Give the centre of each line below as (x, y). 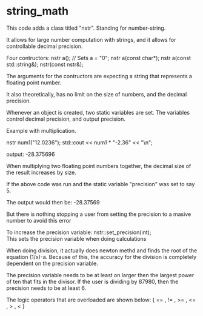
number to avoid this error (39, 220)
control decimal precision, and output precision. (66, 119)
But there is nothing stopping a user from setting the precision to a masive (99, 214)
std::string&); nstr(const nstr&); (45, 64)
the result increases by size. (42, 172)
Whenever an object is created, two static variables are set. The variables (98, 112)
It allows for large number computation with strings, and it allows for (91, 39)
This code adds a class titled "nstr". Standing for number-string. (86, 28)
